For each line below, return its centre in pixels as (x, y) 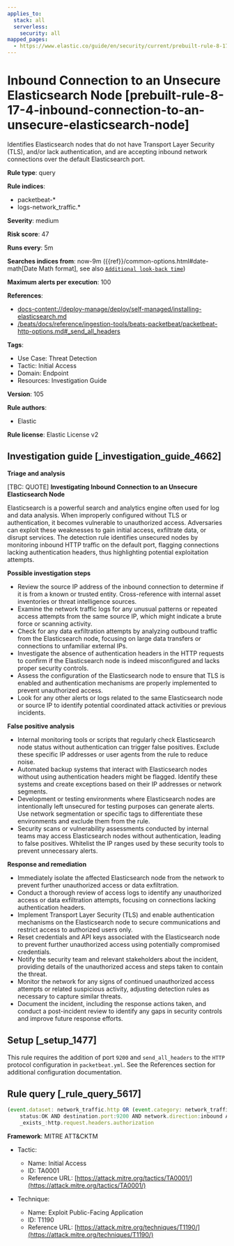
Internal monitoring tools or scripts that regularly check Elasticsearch (116, 739)
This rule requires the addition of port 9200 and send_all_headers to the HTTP (116, 1057)
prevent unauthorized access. (60, 690)
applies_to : (24, 14)
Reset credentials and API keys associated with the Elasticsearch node (119, 937)
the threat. (32, 974)
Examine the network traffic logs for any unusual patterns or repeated (117, 609)
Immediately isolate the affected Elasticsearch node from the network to (121, 877)
